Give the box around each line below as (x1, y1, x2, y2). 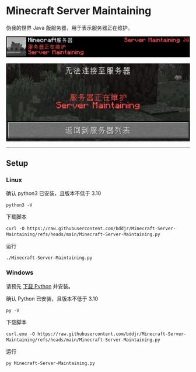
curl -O (6, 226, 25, 232)
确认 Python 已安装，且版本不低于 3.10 (6, 295, 99, 302)
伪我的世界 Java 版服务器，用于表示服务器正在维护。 (6, 24, 133, 31)
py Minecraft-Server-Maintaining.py (6, 360, 95, 366)
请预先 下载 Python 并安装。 (6, 282, 74, 289)
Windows (6, 268, 34, 277)
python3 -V (6, 202, 33, 209)
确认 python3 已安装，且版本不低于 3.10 (6, 190, 101, 197)
